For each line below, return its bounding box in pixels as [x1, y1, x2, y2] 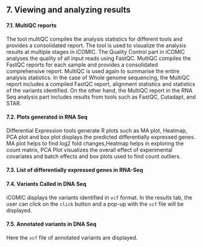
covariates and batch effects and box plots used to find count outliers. [6, 153, 181, 160]
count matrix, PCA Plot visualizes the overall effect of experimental [6, 146, 172, 153]
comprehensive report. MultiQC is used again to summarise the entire [6, 67, 180, 74]
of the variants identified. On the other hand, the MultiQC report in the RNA [6, 87, 193, 94]
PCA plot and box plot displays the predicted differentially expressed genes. [6, 133, 195, 140]
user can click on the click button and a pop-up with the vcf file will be [6, 200, 184, 208]
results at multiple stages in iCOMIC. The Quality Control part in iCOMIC [6, 48, 186, 55]
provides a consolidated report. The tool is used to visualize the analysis [6, 42, 186, 49]
